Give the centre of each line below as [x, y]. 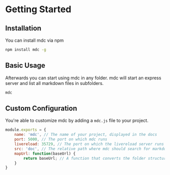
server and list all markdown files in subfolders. [54, 83]
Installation [23, 28]
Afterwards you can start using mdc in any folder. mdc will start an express [83, 78]
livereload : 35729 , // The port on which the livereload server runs [89, 144]
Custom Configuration [41, 108]
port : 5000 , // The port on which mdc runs [61, 139]
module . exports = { [26, 130]
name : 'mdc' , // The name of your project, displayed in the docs [86, 135]
